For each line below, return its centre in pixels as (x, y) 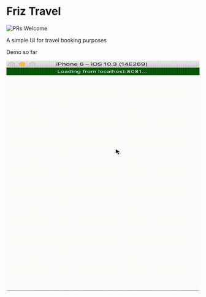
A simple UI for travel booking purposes (57, 40)
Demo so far (22, 52)
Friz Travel (34, 11)
